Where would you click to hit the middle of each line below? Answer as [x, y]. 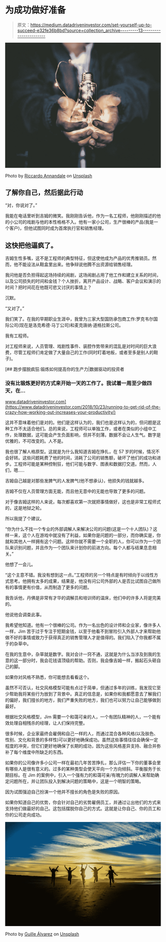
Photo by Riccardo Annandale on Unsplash [49, 176]
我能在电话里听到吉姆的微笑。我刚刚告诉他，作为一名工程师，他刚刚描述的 [81, 216]
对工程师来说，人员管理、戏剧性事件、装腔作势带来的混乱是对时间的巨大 [79, 346]
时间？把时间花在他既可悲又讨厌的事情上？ [48, 288]
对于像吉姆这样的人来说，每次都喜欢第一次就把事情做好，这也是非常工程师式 [83, 502]
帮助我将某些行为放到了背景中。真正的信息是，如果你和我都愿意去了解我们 [85, 694]
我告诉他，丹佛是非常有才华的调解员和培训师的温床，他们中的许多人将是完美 [83, 598]
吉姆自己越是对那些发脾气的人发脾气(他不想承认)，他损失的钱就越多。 [76, 481]
